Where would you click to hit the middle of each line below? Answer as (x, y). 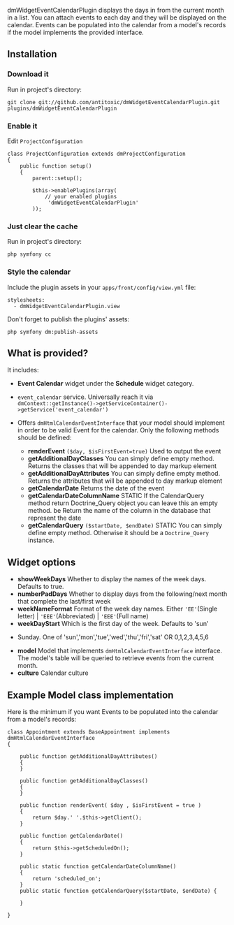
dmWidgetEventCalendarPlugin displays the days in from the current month (116, 10)
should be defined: (44, 438)
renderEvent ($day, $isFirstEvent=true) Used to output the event (124, 451)
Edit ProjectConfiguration (45, 141)
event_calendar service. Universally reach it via (85, 397)
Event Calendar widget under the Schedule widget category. (105, 384)
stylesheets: (26, 300)
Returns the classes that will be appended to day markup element (122, 466)
